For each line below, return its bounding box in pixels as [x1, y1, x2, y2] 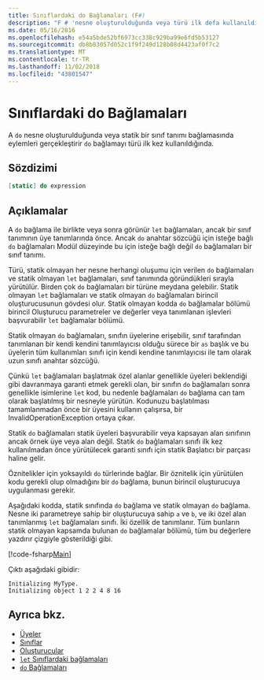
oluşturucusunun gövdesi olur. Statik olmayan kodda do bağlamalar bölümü [8, 299, 251, 308]
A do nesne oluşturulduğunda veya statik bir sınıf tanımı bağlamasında [8, 130, 234, 139]
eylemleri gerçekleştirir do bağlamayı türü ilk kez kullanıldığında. [8, 139, 214, 148]
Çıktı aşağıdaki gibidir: [8, 565, 80, 574]
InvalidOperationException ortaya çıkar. [8, 413, 136, 422]
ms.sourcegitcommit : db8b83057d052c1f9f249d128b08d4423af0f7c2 [8, 41, 220, 49]
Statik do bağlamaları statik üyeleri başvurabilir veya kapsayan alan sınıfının [8, 429, 251, 438]
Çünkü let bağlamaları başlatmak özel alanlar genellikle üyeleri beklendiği [8, 371, 247, 381]
